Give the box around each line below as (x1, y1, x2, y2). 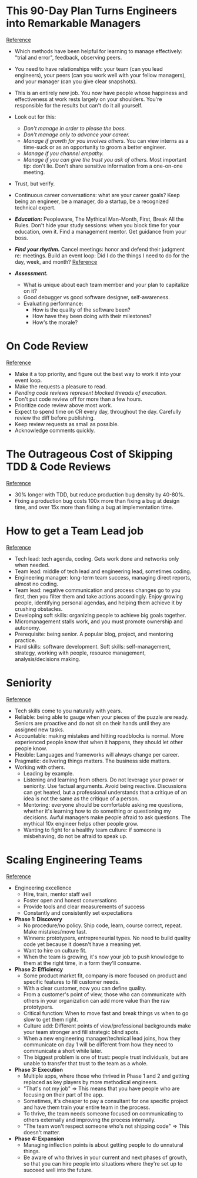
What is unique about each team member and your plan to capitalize (23, 281, 189, 288)
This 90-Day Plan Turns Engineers (6, 4, 178, 18)
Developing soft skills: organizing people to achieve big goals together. (14, 611, 186, 619)
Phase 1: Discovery (14, 915, 63, 922)
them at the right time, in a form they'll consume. (23, 959, 142, 966)
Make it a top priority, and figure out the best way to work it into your (14, 370, 181, 377)
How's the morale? (32, 319, 78, 326)
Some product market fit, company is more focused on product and (23, 972, 187, 979)
